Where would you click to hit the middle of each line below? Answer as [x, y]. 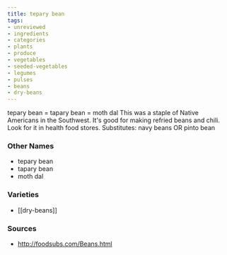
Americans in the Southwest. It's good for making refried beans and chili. [114, 120]
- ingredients [28, 34]
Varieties [23, 195]
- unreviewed [27, 27]
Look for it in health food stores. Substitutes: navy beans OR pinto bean [111, 128]
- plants [20, 47]
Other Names [31, 146]
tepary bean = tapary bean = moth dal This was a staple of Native [103, 113]
